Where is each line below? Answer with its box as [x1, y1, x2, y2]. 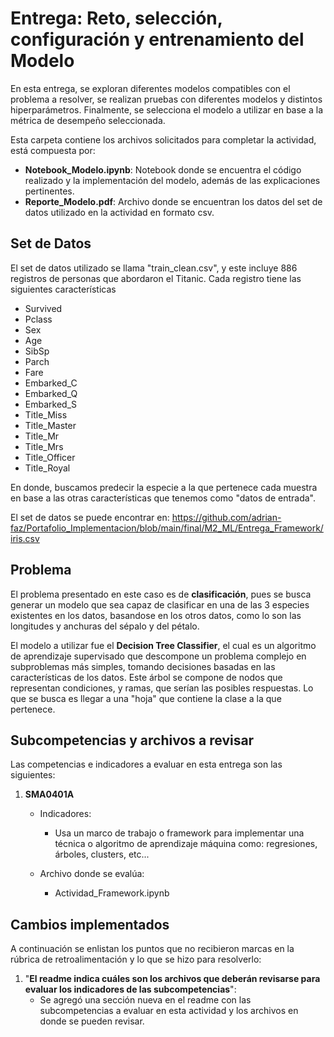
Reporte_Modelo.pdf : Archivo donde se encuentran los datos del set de [24, 195, 323, 207]
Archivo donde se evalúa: [39, 868, 145, 880]
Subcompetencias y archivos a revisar [10, 732, 255, 749]
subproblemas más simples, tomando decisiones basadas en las [10, 660, 276, 672]
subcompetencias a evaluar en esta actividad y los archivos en [39, 1005, 299, 1017]
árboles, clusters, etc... [54, 848, 150, 861]
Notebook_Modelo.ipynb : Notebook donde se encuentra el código [24, 163, 302, 176]
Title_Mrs [24, 440, 64, 452]
